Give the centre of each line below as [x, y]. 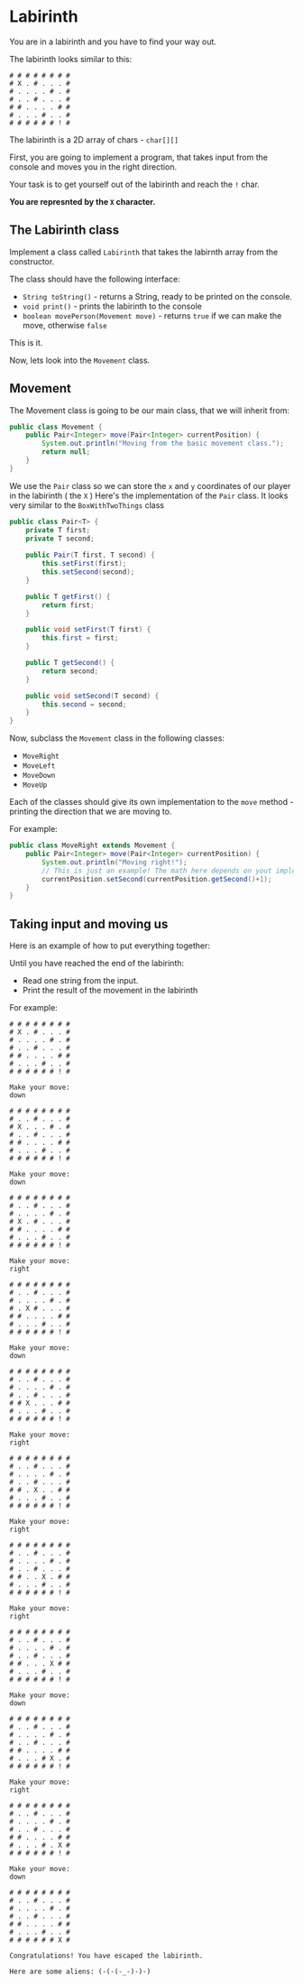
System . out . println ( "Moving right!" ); [115, 862]
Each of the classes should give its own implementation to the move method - [151, 802]
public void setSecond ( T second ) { [92, 696]
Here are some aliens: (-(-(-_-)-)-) [80, 1972]
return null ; [66, 452]
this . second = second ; [84, 704]
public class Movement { [56, 427]
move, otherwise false [64, 325]
